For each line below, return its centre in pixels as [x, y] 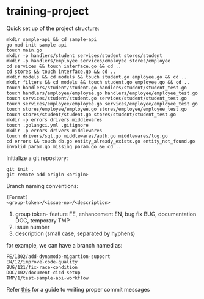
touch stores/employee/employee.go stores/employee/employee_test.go [97, 109]
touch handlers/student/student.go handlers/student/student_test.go [97, 88]
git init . [20, 169]
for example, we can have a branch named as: [64, 245]
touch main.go [24, 50]
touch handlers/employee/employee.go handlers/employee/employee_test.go [102, 93]
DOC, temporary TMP [42, 220]
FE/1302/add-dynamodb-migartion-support [59, 256]
